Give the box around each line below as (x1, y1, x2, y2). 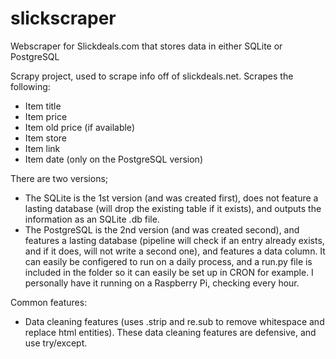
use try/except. (24, 337, 88, 349)
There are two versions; (10, 172, 109, 184)
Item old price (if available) (24, 121, 135, 133)
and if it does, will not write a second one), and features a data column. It (24, 245, 326, 257)
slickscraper (10, 7, 117, 30)
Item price (24, 110, 68, 122)
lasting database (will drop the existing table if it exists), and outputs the (24, 202, 322, 214)
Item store (24, 132, 67, 144)
